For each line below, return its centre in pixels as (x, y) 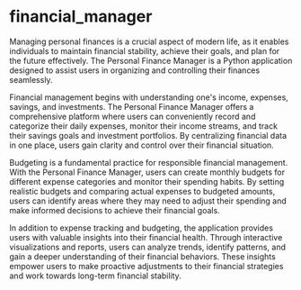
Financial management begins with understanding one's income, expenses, (149, 97)
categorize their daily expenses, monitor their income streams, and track (144, 126)
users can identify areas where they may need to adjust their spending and (148, 201)
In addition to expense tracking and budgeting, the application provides (142, 228)
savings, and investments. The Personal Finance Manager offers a (132, 106)
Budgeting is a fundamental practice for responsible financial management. (149, 162)
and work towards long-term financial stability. (95, 276)
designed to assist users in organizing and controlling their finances (135, 70)
